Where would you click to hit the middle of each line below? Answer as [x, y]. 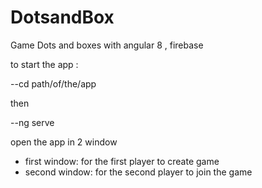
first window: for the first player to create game [122, 161]
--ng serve [32, 122]
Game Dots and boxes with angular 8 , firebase [107, 45]
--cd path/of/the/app [53, 83]
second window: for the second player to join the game [138, 172]
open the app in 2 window [64, 142]
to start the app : [44, 64]
